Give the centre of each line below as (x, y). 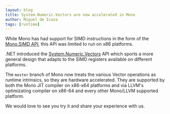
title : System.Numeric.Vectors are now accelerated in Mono (70, 15)
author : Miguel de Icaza (32, 19)
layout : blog (19, 10)
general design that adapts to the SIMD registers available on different (79, 60)
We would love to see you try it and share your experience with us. (75, 106)
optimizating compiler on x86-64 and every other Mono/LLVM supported (82, 91)
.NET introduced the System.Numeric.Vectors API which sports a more (79, 54)
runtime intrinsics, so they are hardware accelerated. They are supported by (85, 80)
